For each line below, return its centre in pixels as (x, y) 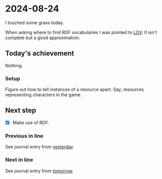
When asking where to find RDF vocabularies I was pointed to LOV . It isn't (81, 32)
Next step (21, 111)
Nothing (14, 65)
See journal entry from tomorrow (39, 170)
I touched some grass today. (35, 23)
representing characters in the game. (43, 95)
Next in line (19, 160)
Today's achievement (40, 53)
